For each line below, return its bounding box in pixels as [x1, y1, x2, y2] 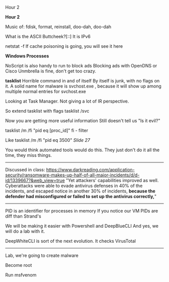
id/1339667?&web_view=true [5, 177, 65, 183]
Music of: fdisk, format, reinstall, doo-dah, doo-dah [5, 24, 112, 30]
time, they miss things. [5, 152, 52, 158]
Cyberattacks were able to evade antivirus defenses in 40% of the [5, 183, 143, 189]
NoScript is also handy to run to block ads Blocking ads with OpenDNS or [5, 63, 157, 68]
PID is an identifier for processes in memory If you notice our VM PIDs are [5, 208, 158, 214]
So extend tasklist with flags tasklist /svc [5, 108, 90, 114]
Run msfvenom [5, 272, 37, 278]
